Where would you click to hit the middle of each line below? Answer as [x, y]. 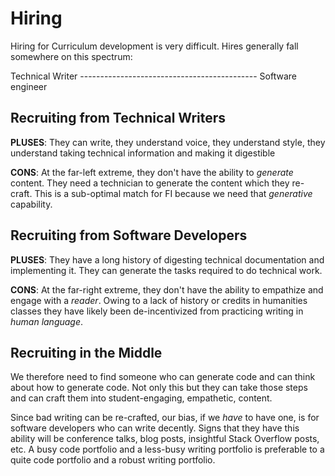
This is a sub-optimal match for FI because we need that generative [173, 193]
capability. [31, 204]
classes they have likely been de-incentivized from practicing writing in [157, 311]
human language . [47, 321]
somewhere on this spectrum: [71, 56]
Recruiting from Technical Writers [118, 118]
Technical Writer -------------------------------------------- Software [153, 76]
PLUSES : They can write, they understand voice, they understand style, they [168, 142]
